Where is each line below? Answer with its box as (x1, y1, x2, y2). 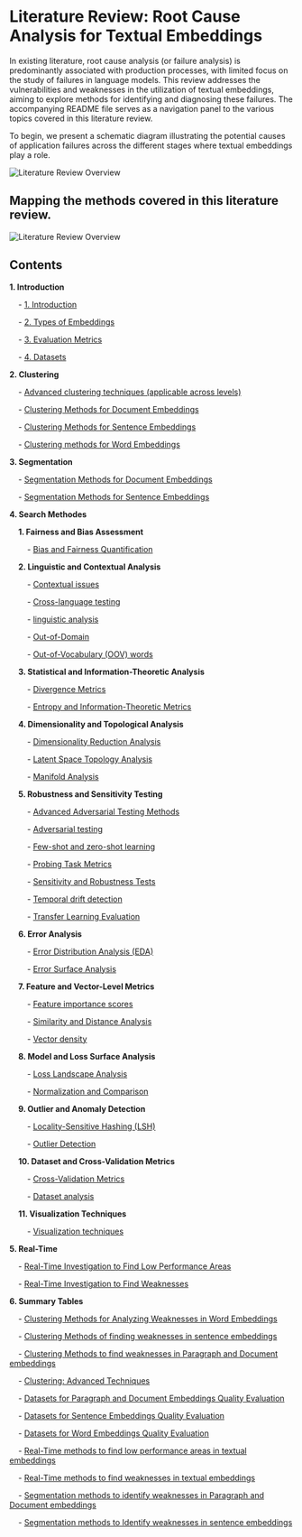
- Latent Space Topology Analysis (26, 754, 153, 764)
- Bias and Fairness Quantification (26, 543, 153, 554)
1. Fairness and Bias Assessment (17, 526, 144, 537)
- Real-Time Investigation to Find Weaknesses (17, 1278, 189, 1289)
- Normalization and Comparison (26, 1086, 149, 1097)
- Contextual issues (26, 579, 100, 589)
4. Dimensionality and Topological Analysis (17, 718, 184, 729)
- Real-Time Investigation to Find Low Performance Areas (17, 1261, 232, 1272)
